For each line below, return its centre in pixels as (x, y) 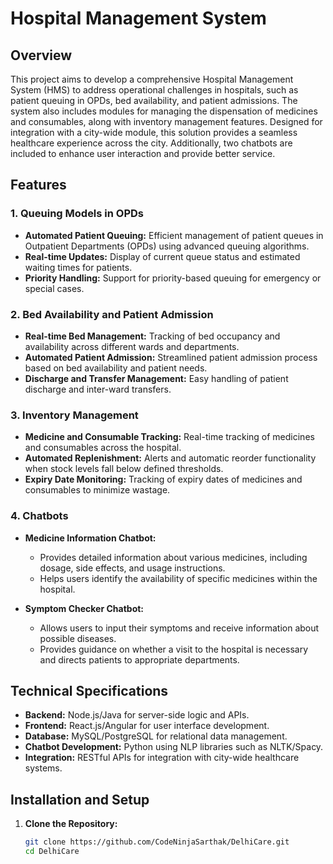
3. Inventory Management (74, 415)
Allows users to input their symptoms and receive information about (179, 628)
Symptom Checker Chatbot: (84, 608)
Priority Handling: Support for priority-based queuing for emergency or (173, 278)
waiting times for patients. (78, 267)
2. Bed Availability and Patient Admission (112, 314)
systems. (43, 768)
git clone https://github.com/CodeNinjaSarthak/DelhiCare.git (157, 842)
